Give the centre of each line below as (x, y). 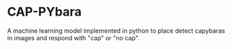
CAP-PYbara (44, 12)
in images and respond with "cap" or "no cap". (73, 37)
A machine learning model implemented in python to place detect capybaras (116, 31)
